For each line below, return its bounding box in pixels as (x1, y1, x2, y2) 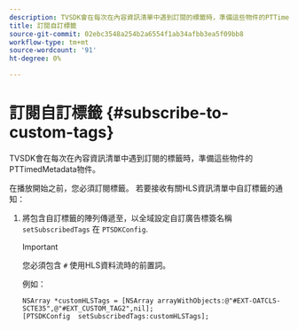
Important (21, 241, 59, 252)
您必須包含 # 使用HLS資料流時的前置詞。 (21, 259, 171, 271)
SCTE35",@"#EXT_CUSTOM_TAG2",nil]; (21, 303, 154, 313)
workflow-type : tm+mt (9, 37, 90, 47)
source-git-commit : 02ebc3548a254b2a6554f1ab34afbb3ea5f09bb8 (9, 29, 244, 38)
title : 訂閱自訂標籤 (9, 21, 77, 30)
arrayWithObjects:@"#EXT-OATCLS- (157, 296, 281, 305)
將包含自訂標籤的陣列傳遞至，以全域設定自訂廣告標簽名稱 (21, 212, 232, 223)
